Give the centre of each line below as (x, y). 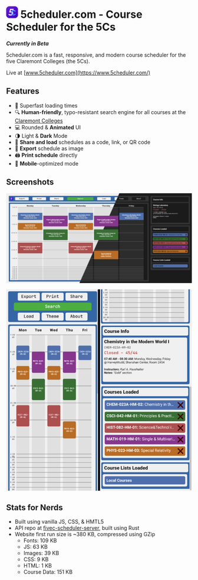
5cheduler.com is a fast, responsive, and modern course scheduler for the (96, 55)
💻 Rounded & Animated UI (48, 127)
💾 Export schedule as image (49, 148)
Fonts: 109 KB (40, 540)
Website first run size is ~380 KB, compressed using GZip (85, 534)
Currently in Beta (27, 43)
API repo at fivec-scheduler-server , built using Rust (77, 528)
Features (23, 91)
